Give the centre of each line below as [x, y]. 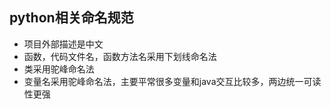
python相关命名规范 [71, 18]
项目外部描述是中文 [63, 44]
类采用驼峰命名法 [59, 69]
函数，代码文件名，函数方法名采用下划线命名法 [120, 56]
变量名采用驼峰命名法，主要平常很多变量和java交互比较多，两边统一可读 [172, 81]
